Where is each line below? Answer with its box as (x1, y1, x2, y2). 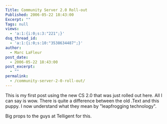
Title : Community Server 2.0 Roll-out (5, 7, 88, 13)
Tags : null (5, 21, 29, 27)
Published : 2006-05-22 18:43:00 (5, 12, 74, 17)
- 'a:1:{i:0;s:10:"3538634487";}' (10, 41, 83, 46)
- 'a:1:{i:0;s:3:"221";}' (10, 31, 65, 36)
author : (5, 45, 22, 50)
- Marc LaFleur (10, 50, 42, 55)
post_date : (5, 54, 29, 60)
